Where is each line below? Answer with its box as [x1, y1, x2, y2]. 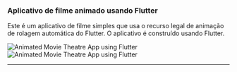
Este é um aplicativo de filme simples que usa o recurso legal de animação [7, 22, 224, 30]
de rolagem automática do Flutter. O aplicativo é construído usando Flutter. [7, 29, 225, 37]
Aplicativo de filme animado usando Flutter [7, 6, 158, 16]
